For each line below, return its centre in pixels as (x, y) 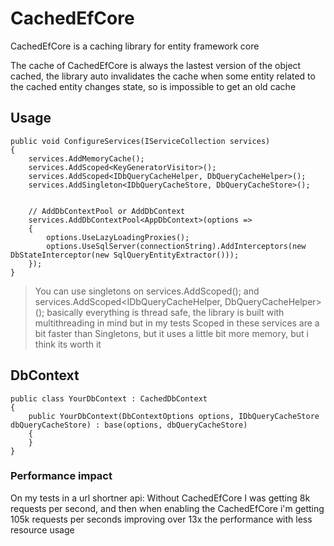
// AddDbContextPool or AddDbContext (107, 211)
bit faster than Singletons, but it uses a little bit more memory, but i (171, 333)
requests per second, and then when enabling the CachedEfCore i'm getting (167, 508)
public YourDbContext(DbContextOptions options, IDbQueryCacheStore (174, 416)
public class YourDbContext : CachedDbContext (109, 398)
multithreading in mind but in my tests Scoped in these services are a (177, 323)
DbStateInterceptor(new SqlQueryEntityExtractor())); (125, 255)
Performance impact (61, 476)
